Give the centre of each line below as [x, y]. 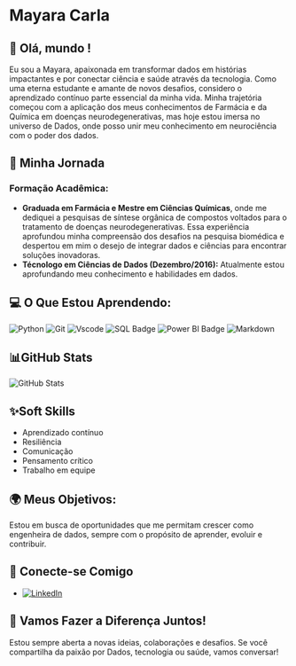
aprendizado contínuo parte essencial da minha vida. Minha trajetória [136, 98]
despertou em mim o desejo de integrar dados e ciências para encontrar [154, 246]
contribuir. [28, 544]
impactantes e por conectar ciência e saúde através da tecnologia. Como [143, 79]
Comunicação [47, 451]
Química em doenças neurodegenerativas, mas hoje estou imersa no [135, 117]
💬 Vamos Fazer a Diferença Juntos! [108, 621]
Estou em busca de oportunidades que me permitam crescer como [132, 525]
